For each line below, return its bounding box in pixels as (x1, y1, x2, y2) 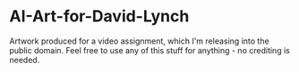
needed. (9, 54, 40, 65)
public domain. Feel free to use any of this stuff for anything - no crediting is (9, 44, 291, 55)
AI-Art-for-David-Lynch (9, 6, 190, 27)
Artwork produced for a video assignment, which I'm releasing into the (9, 36, 270, 46)
